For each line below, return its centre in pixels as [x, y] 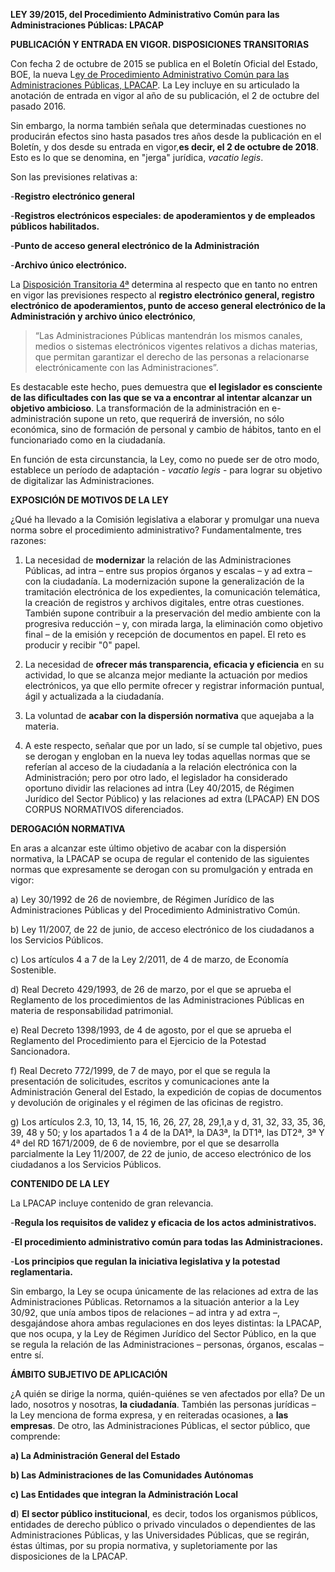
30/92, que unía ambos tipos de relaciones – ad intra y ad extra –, [145, 1312]
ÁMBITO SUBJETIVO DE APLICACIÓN [89, 1374]
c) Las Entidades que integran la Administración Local [124, 1494]
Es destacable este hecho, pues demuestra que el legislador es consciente [166, 387]
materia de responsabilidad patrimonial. [92, 1010]
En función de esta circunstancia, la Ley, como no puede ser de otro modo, [165, 459]
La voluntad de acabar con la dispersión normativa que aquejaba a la [169, 715]
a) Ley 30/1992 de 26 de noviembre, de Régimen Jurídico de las [142, 899]
